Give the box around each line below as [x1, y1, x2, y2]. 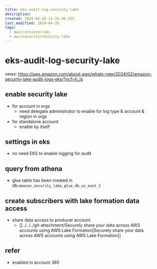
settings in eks [5, 138, 50, 146]
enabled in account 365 [12, 259, 59, 265]
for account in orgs [12, 103, 50, 109]
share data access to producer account [12, 217, 91, 223]
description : [5, 12, 31, 16]
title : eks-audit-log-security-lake [5, 7, 79, 12]
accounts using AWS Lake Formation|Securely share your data [19, 227, 144, 233]
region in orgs [19, 113, 47, 119]
